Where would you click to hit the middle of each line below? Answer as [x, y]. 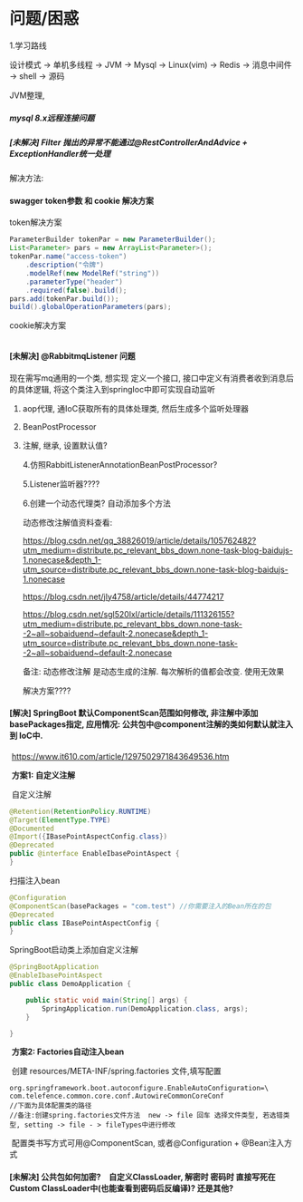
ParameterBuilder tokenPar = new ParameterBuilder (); [113, 240]
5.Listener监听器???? [61, 484]
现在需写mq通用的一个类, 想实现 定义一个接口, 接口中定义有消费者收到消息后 [151, 378]
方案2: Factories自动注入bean [68, 1052]
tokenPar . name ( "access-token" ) [68, 257]
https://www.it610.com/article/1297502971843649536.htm [120, 756]
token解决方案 [36, 222]
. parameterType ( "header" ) [75, 282]
